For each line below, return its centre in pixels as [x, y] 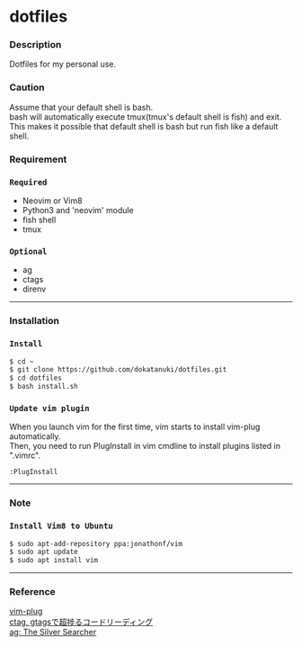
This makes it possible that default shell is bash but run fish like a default [144, 126]
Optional [28, 251]
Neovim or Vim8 [52, 201]
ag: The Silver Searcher [53, 633]
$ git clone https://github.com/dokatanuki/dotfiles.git [118, 370]
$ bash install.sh [44, 387]
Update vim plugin [49, 408]
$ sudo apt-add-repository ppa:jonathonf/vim [96, 543]
